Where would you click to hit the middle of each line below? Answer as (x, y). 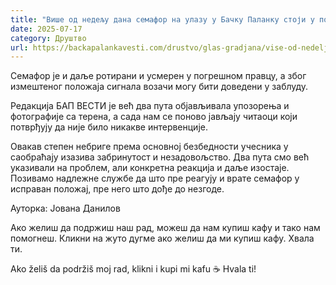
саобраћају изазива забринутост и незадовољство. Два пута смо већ (160, 157)
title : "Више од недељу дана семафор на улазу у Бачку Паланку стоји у (162, 19)
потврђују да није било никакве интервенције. (109, 127)
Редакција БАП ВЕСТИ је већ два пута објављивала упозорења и (150, 106)
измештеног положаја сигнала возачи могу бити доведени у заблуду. (159, 87)
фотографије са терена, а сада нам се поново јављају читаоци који (154, 117)
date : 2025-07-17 (46, 29)
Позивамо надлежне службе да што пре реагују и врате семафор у (155, 178)
